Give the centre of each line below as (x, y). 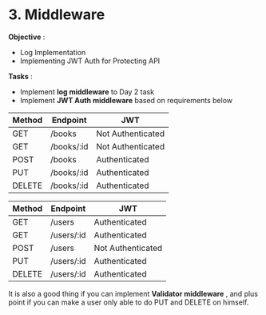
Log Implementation (53, 52)
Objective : (27, 37)
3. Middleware (57, 15)
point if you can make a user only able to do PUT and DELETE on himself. (129, 302)
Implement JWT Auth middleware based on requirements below (126, 100)
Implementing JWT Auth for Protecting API (90, 61)
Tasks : (21, 76)
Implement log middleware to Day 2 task (87, 92)
